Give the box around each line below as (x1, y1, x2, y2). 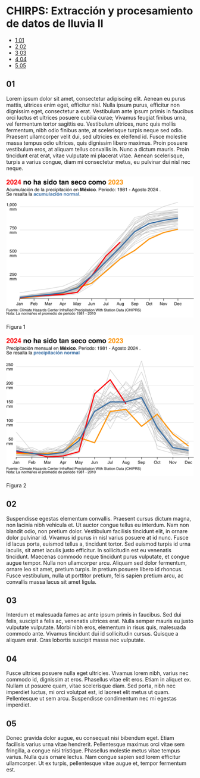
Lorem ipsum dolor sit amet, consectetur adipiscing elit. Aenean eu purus (6, 95, 186, 102)
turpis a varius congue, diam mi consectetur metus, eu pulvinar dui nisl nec (6, 158, 190, 165)
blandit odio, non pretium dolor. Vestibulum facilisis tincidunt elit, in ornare (6, 527, 188, 534)
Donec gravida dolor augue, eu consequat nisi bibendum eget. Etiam (6, 735, 174, 741)
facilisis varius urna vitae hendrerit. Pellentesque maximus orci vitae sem (6, 740, 185, 748)
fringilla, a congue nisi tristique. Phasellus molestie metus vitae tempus (6, 747, 180, 754)
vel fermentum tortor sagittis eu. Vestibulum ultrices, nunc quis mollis (6, 120, 176, 127)
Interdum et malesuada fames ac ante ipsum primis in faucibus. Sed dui (6, 611, 182, 618)
